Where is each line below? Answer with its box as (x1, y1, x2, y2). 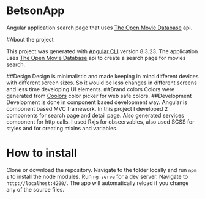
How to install (6, 146, 78, 160)
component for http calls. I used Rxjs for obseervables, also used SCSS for (6, 118, 195, 126)
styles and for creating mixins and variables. (6, 124, 118, 132)
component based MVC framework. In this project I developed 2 (6, 105, 168, 112)
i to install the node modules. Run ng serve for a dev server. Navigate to (6, 173, 188, 180)
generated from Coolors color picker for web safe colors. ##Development (6, 92, 192, 99)
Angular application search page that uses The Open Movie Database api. (6, 24, 193, 31)
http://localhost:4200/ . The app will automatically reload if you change (6, 179, 189, 187)
